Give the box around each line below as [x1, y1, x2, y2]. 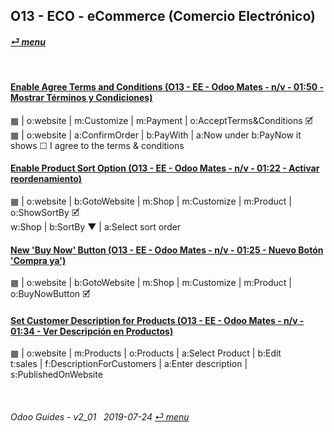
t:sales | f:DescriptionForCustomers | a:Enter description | [10, 358, 248, 370]
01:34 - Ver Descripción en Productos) [10, 325, 174, 337]
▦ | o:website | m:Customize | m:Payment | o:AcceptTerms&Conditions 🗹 [10, 114, 314, 126]
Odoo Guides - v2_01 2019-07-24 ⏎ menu [10, 411, 190, 423]
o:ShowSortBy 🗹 [10, 207, 80, 218]
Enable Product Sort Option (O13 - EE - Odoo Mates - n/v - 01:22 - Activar [10, 162, 320, 174]
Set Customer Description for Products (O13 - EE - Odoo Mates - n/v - [10, 314, 305, 326]
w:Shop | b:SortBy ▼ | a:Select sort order [10, 221, 182, 233]
